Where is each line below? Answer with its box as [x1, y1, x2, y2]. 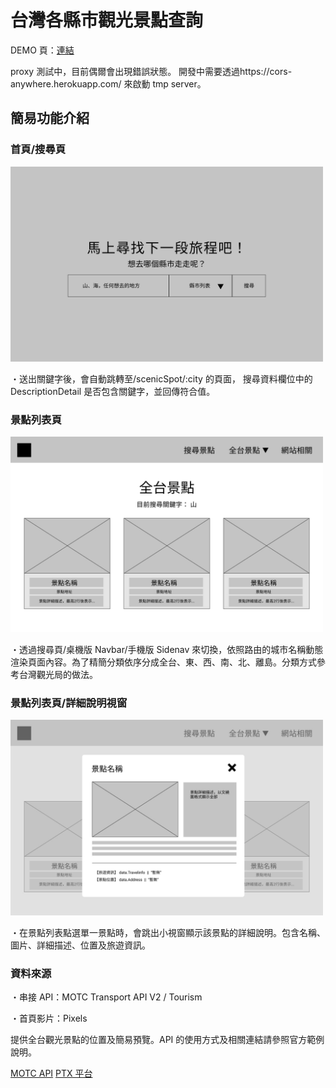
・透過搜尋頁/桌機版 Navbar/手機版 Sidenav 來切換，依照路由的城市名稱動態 [10, 643, 324, 655]
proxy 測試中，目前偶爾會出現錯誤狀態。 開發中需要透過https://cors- [10, 65, 293, 77]
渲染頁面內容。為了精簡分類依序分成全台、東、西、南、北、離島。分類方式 [10, 656, 317, 668]
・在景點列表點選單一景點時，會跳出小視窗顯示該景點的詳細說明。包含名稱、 [10, 926, 326, 938]
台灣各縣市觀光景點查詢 [10, 9, 204, 32]
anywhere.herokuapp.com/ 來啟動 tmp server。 [10, 77, 207, 90]
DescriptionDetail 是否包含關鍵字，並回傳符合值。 [10, 386, 216, 398]
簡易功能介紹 [10, 110, 90, 127]
